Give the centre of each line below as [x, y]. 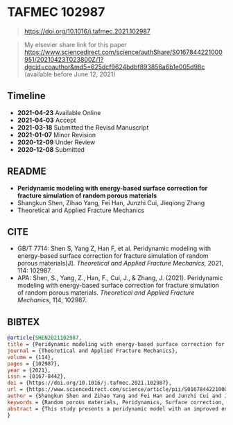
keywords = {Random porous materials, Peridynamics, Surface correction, [116, 402]
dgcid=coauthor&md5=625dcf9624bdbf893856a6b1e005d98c [114, 67]
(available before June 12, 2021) [70, 74]
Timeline [27, 96]
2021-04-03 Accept [46, 120]
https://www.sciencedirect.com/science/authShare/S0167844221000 [123, 52]
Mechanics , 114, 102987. [52, 300]
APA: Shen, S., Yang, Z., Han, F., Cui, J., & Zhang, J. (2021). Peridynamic [120, 278]
